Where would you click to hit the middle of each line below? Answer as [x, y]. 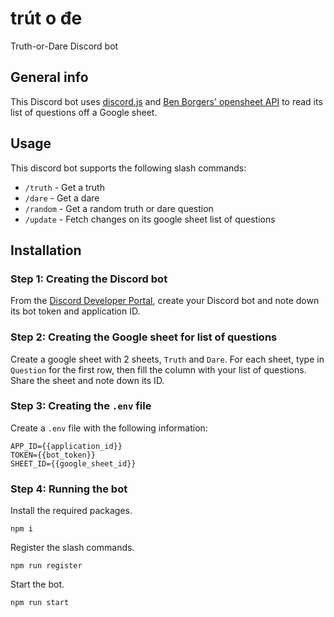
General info [49, 77]
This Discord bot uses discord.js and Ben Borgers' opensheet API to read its [166, 101]
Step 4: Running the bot [69, 489]
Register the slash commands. [72, 548]
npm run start [40, 603]
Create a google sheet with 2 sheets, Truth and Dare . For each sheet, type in [167, 359]
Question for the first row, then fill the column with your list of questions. [158, 369]
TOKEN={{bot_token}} [53, 455]
